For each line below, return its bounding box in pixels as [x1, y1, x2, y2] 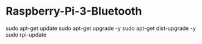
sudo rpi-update [5, 31, 47, 38]
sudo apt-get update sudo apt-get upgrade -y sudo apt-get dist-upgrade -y [5, 24, 197, 32]
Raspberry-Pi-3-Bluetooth [5, 4, 142, 18]
